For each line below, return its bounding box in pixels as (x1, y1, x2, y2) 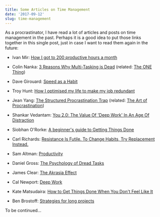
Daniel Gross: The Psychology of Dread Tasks (12, 160, 105, 166)
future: (5, 45, 18, 51)
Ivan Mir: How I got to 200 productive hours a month (12, 55, 118, 60)
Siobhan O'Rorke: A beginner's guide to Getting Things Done (12, 127, 134, 133)
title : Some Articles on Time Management (5, 7, 90, 12)
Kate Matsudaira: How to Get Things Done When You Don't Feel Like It (12, 189, 153, 195)
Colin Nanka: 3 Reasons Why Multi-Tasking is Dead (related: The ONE (12, 64, 152, 70)
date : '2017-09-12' (5, 12, 45, 17)
